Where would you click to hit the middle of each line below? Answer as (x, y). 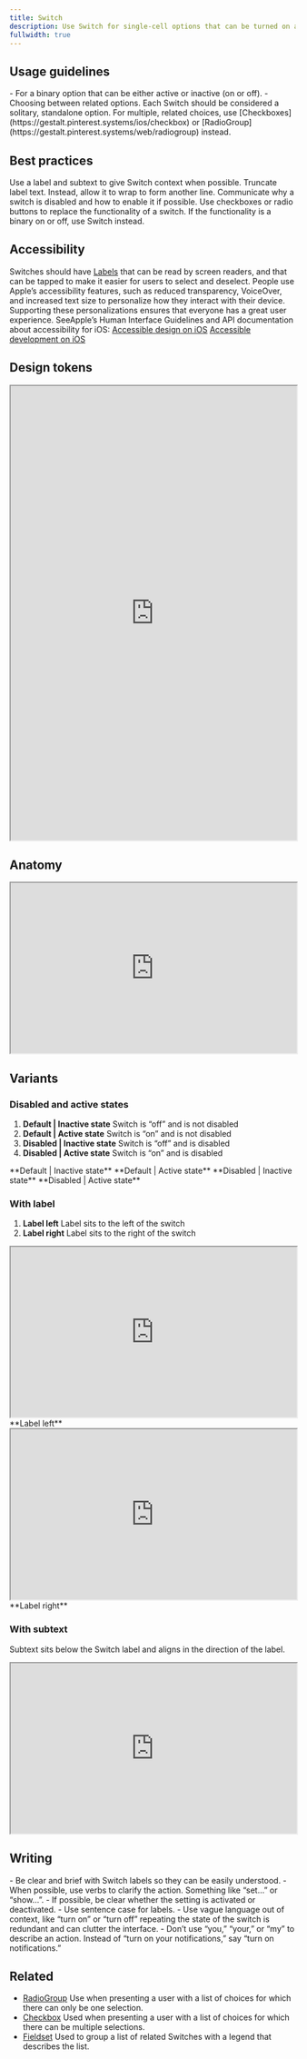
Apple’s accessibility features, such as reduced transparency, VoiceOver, (146, 291)
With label (32, 1204)
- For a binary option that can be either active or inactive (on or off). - (139, 94)
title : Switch (36, 18)
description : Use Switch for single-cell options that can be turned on (150, 26)
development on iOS (48, 339)
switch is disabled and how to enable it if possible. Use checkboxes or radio (151, 202)
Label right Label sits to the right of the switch (109, 1233)
